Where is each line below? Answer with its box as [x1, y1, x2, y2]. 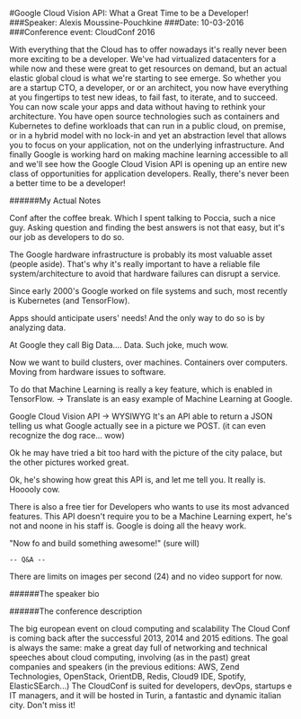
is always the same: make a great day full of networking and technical [9, 643, 268, 652]
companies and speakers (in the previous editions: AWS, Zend [9, 661, 240, 672]
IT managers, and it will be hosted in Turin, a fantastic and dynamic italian [9, 690, 281, 700]
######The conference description [9, 606, 142, 617]
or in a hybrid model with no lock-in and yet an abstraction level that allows [9, 130, 288, 140]
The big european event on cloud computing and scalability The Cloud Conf [9, 624, 290, 634]
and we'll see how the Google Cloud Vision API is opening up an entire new [9, 159, 288, 169]
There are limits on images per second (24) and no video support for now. [9, 571, 283, 581]
